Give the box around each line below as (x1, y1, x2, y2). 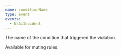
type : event (5, 12, 30, 17)
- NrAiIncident (9, 21, 41, 26)
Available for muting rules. (5, 44, 59, 50)
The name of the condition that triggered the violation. (5, 35, 116, 41)
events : (5, 16, 21, 21)
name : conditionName (5, 7, 48, 12)
